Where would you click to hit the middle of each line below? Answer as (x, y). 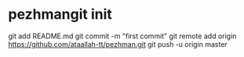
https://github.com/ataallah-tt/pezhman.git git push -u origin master (118, 44)
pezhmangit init (60, 14)
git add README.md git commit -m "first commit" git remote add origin (122, 36)
